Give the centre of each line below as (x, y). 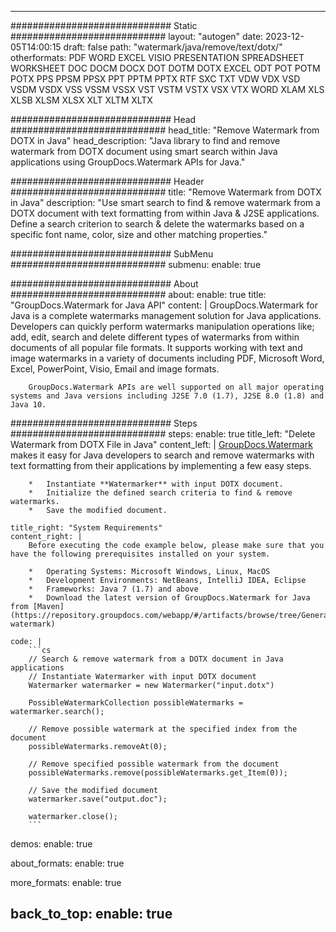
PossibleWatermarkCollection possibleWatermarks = (136, 703)
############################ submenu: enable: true (136, 264)
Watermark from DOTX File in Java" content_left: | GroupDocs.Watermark (161, 444)
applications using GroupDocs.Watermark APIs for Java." (128, 162)
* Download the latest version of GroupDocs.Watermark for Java (169, 598)
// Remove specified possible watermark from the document (154, 764)
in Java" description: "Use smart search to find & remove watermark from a (165, 202)
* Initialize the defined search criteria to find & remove (160, 493)
